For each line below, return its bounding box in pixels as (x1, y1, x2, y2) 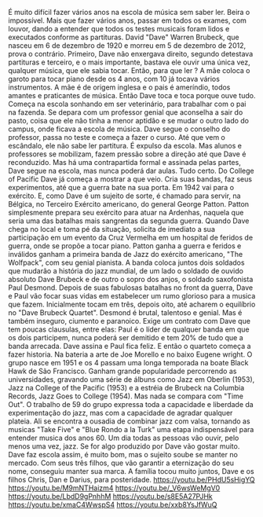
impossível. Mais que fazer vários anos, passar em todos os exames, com (8, 16, 247, 25)
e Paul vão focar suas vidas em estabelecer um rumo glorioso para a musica (8, 291, 256, 300)
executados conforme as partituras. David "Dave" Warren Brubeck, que (8, 32, 239, 42)
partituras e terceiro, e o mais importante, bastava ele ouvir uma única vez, (8, 57, 250, 67)
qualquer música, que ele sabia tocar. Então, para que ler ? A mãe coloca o (8, 66, 250, 75)
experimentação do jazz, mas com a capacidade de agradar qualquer (8, 409, 233, 417)
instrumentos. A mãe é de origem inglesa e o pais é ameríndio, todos (8, 82, 231, 92)
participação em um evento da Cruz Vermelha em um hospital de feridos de (8, 233, 254, 242)
